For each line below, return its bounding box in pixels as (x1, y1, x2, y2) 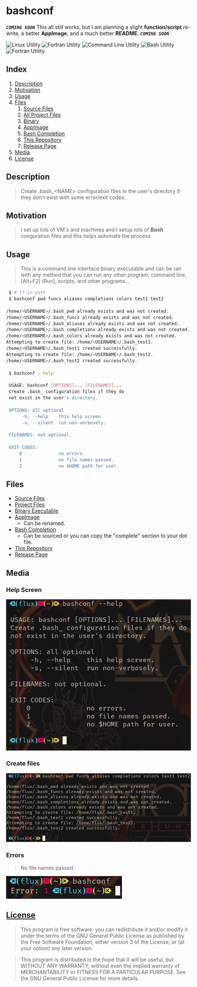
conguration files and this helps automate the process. (20, 233, 152, 240)
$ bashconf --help (8, 370, 54, 376)
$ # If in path (8, 289, 46, 296)
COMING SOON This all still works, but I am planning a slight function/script (6, 23, 182, 31)
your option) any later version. (20, 944, 94, 952)
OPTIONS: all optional (8, 407, 64, 413)
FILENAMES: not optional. (8, 432, 72, 438)
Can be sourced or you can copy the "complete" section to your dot (23, 533, 188, 540)
